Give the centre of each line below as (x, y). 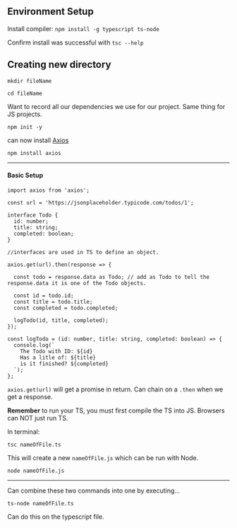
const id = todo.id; (44, 295)
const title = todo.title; (53, 302)
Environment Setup (50, 12)
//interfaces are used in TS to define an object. (83, 252)
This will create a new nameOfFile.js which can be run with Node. (103, 458)
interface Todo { (33, 215)
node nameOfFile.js (36, 471)
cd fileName (25, 93)
